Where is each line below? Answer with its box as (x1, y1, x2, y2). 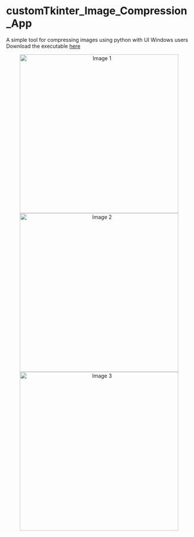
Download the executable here (6, 43, 81, 50)
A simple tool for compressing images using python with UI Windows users (6, 36, 189, 43)
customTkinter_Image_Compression (6, 4, 188, 18)
